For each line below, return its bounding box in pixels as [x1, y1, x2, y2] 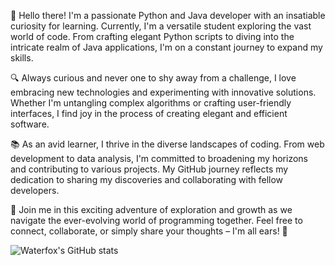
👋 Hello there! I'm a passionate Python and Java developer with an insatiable [10, 10, 326, 21]
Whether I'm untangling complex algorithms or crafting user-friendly [10, 97, 292, 109]
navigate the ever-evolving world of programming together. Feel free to [10, 215, 303, 226]
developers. [10, 185, 60, 196]
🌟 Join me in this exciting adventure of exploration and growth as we [10, 204, 293, 215]
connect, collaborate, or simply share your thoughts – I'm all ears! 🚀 [10, 225, 288, 237]
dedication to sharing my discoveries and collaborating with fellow [10, 174, 284, 185]
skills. [10, 52, 34, 64]
